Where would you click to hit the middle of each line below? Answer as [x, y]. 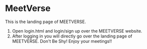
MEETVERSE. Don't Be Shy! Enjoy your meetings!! [62, 41]
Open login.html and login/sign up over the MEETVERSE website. [77, 31]
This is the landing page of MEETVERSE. [46, 22]
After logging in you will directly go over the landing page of [72, 36]
